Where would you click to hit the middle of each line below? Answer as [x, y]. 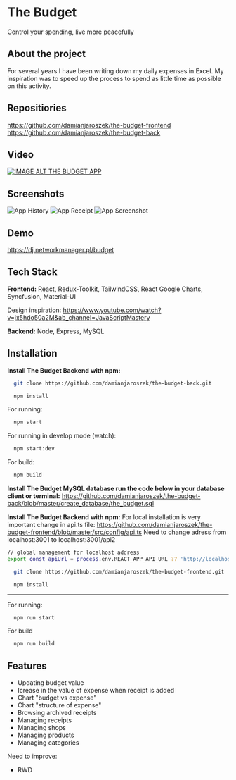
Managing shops [42, 728]
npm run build [34, 644]
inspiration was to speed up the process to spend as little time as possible [114, 78]
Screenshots [36, 193]
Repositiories [37, 108]
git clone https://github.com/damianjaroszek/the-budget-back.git [113, 383]
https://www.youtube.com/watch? [112, 310]
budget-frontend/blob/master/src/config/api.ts [75, 532]
